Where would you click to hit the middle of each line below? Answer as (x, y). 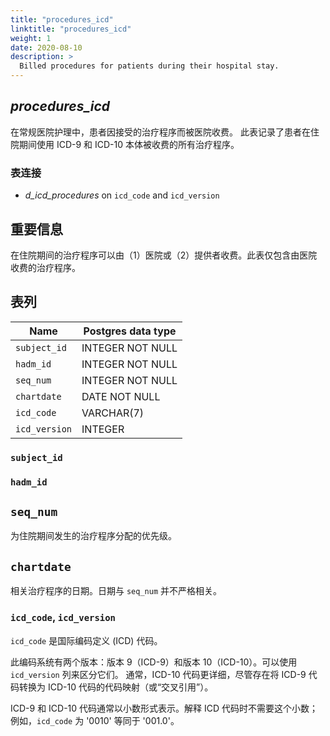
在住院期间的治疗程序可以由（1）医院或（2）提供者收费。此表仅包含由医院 (164, 255)
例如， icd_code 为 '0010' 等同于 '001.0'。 (95, 720)
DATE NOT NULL (121, 396)
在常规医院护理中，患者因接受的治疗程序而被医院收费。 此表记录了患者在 (160, 132)
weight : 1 (31, 38)
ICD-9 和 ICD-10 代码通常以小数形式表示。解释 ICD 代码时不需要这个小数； (164, 708)
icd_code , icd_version (63, 618)
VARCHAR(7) (113, 413)
